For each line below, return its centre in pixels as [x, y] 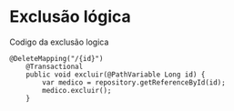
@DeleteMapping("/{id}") [56, 58]
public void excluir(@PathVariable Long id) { [116, 75]
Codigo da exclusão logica [59, 42]
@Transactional [55, 66]
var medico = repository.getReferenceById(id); [134, 82]
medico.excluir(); [77, 90]
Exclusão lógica [70, 17]
